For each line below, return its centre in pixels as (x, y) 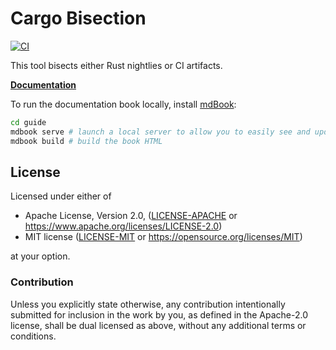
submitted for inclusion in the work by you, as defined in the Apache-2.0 (159, 314)
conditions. (33, 336)
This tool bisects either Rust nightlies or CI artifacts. (116, 65)
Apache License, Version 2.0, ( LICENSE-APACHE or (131, 216)
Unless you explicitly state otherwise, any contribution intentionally (148, 304)
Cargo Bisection (78, 18)
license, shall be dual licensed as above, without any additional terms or (158, 325)
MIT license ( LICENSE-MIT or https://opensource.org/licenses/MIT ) (163, 237)
